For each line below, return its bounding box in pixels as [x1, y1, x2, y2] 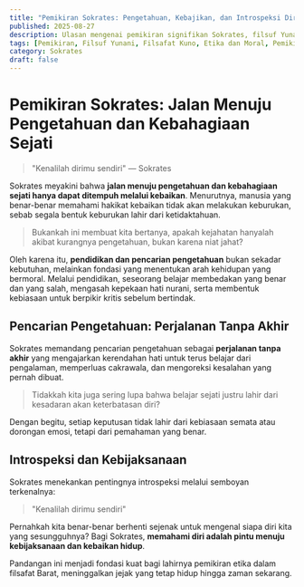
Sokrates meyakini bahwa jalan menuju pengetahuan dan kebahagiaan [9, 180, 278, 191]
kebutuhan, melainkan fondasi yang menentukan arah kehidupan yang [9, 264, 271, 274]
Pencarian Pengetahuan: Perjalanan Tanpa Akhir [9, 319, 290, 334]
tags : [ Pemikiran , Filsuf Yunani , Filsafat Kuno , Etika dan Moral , [9, 38, 270, 48]
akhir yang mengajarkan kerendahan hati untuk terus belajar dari [9, 352, 252, 363]
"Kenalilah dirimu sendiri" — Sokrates [31, 162, 172, 173]
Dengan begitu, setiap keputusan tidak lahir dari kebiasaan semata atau [9, 416, 276, 427]
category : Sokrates [9, 47, 83, 56]
